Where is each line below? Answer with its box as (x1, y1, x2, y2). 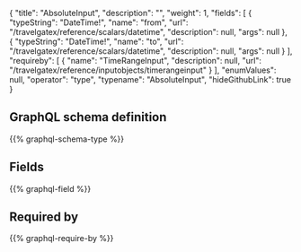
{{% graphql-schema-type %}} (9, 134, 125, 144)
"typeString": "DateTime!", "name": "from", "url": (9, 17, 189, 28)
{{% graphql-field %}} (9, 183, 92, 194)
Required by (9, 210, 79, 225)
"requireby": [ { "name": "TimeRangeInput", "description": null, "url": (9, 56, 262, 65)
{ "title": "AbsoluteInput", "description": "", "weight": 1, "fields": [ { (9, 8, 252, 18)
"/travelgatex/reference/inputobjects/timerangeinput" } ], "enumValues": (9, 65, 277, 75)
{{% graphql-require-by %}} (9, 233, 114, 244)
